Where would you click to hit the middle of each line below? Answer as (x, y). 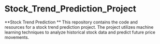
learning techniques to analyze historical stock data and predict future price (80, 32)
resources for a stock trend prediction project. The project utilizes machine (79, 27)
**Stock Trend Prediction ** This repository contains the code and (71, 22)
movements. (17, 37)
